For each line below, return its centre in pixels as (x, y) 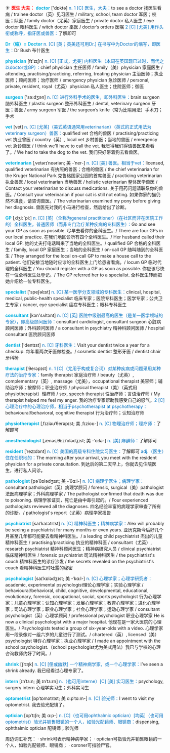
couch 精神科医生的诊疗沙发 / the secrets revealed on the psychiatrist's (80, 561)
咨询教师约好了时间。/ (28, 653)
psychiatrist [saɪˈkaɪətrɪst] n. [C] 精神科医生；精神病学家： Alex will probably (85, 524)
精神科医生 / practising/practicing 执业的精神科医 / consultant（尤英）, (79, 542)
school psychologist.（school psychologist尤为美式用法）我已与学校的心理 (83, 647)
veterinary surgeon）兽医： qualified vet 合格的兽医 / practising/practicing (82, 133)
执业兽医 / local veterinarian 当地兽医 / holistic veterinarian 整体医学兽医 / (81, 182)
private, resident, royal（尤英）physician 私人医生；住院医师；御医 (75, 86)
